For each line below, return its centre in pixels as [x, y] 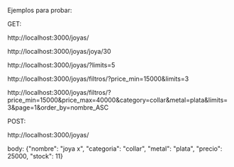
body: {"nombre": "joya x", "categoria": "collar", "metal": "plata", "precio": [115, 149]
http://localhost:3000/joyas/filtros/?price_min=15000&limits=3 [98, 79]
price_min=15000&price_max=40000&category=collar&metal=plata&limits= [118, 100]
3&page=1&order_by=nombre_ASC [58, 108]
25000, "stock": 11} [35, 156]
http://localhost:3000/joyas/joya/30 [59, 51]
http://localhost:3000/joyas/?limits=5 [61, 65]
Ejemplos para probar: [40, 10]
